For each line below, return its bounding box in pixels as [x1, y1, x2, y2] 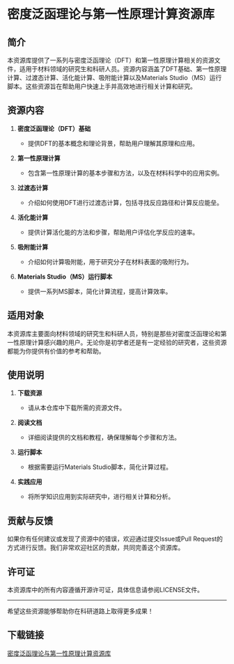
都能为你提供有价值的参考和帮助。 [7, 346, 105, 355]
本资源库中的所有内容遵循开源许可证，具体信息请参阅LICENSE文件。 [7, 586, 204, 594]
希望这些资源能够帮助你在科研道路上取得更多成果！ [7, 607, 154, 615]
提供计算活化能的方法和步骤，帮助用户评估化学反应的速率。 [27, 228, 199, 236]
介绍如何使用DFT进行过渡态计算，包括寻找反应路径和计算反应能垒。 [27, 198, 223, 206]
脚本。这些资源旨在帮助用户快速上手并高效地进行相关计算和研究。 [7, 82, 196, 91]
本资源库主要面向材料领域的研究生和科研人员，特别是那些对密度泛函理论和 [7, 329, 221, 338]
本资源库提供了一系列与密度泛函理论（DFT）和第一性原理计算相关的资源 [7, 56, 214, 64]
